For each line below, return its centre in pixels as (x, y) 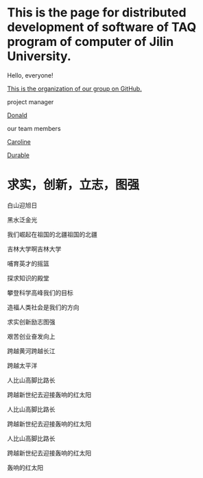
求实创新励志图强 (31, 322)
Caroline (19, 141)
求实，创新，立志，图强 (73, 185)
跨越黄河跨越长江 (31, 350)
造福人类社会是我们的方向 (43, 307)
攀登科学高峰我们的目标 (40, 292)
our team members (34, 128)
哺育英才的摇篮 (28, 263)
